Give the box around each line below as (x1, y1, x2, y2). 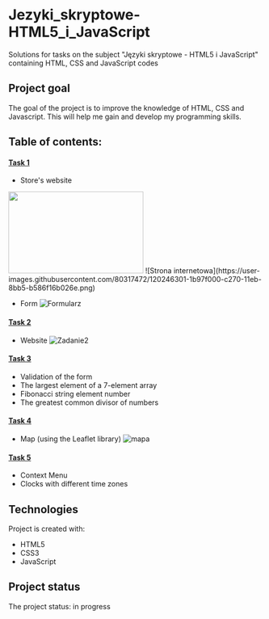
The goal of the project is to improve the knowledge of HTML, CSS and (8, 103, 245, 112)
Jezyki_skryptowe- (8, 6, 141, 24)
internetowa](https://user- (173, 266, 260, 276)
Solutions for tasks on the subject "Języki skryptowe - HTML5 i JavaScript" (8, 49, 258, 59)
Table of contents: (8, 135, 103, 149)
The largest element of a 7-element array (19, 380, 158, 390)
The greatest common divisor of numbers (19, 398, 159, 407)
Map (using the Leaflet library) (19, 434, 122, 444)
